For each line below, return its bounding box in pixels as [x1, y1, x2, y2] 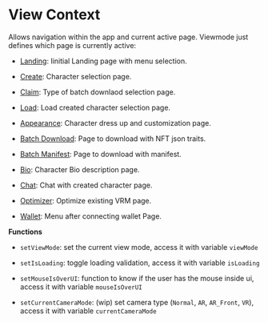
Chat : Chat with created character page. [19, 180, 153, 190]
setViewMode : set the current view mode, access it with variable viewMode [19, 242, 258, 252]
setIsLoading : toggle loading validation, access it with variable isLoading [19, 258, 260, 268]
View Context [8, 6, 101, 24]
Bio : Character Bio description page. [19, 164, 140, 174]
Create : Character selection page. [19, 71, 132, 81]
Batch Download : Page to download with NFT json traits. [19, 134, 206, 143]
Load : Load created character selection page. [19, 103, 170, 112]
